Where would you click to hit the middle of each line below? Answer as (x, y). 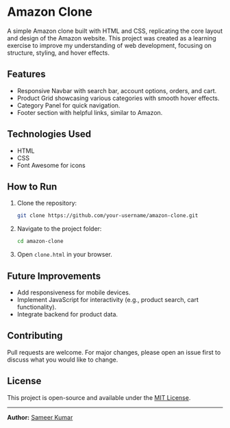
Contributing (35, 336)
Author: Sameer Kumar (40, 417)
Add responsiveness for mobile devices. (74, 292)
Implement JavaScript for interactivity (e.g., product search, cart (108, 299)
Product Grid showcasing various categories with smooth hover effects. (118, 98)
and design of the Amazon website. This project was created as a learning (112, 38)
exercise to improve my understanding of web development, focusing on (110, 45)
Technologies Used (49, 134)
